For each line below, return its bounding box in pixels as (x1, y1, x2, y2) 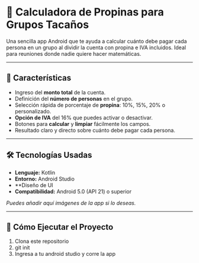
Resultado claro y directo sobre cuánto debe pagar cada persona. (14, 126, 176, 134)
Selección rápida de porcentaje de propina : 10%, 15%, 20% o (14, 101, 166, 109)
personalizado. (14, 107, 52, 115)
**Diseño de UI (14, 181, 53, 189)
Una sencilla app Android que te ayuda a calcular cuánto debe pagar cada (6, 37, 187, 45)
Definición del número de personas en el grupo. (14, 95, 133, 102)
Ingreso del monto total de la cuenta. (14, 88, 106, 96)
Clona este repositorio (14, 237, 69, 245)
